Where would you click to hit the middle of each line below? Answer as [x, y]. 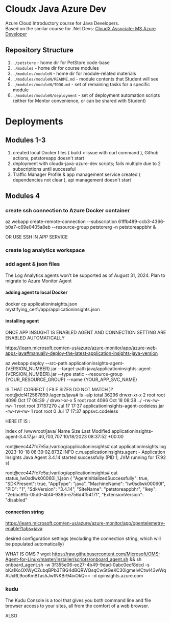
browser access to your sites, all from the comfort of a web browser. [77, 606]
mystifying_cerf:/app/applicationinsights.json [53, 309]
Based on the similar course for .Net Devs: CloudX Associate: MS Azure [81, 28]
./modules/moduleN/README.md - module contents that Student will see [86, 79]
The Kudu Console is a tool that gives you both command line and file [78, 600]
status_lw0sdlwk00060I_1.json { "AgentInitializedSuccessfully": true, [77, 478]
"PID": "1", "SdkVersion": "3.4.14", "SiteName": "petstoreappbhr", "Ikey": [81, 489]
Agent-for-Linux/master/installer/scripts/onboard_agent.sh [67, 559]
